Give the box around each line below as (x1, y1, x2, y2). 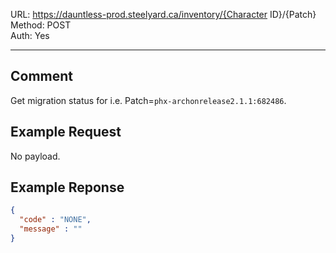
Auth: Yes (10, 30, 50, 41)
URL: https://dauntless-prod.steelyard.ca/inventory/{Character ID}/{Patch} (10, 9, 317, 20)
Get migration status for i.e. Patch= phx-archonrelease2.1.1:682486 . (10, 94, 287, 106)
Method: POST (10, 19, 72, 31)
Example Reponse (10, 179, 125, 196)
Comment (10, 68, 74, 85)
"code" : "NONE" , (19, 215, 92, 225)
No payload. (10, 150, 61, 162)
